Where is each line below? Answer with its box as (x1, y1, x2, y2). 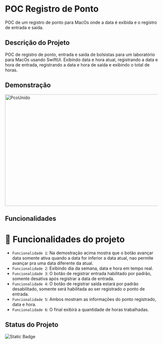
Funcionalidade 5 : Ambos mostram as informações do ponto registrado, (12, 296, 157, 302)
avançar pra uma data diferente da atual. (12, 260, 94, 266)
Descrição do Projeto (5, 39, 70, 47)
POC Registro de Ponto (5, 3, 99, 15)
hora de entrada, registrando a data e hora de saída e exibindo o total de (5, 62, 150, 67)
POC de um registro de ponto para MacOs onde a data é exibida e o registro (5, 19, 157, 25)
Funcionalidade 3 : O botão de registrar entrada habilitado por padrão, (12, 270, 152, 276)
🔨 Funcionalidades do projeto (5, 234, 125, 245)
